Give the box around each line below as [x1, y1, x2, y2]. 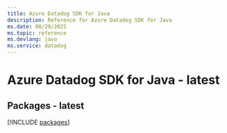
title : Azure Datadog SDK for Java [7, 10, 110, 17]
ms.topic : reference [7, 29, 67, 37]
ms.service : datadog [7, 42, 67, 49]
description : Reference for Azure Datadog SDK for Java [7, 17, 172, 24]
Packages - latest [7, 100, 85, 112]
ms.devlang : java [7, 36, 58, 43]
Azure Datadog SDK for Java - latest [7, 72, 220, 88]
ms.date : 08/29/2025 [7, 23, 67, 30]
